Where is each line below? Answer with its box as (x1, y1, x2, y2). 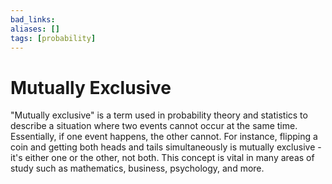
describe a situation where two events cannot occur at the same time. (10, 120, 298, 132)
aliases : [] (10, 24, 60, 34)
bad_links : (10, 14, 56, 25)
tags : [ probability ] (10, 33, 97, 43)
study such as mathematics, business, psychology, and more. (10, 162, 265, 175)
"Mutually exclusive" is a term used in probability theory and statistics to (10, 109, 308, 121)
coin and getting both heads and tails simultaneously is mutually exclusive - (10, 141, 322, 153)
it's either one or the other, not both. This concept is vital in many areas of (10, 152, 315, 164)
